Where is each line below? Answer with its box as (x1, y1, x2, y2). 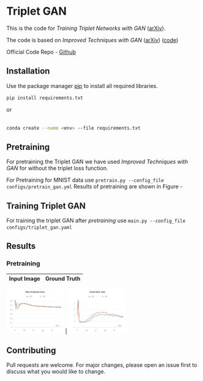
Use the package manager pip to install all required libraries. (6, 82, 158, 89)
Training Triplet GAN (6, 201, 86, 211)
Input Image (9, 275, 41, 283)
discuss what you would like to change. (6, 368, 106, 375)
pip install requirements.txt (6, 95, 84, 101)
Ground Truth (45, 275, 81, 283)
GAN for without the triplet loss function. (6, 165, 108, 172)
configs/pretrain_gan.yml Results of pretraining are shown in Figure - (6, 183, 183, 190)
